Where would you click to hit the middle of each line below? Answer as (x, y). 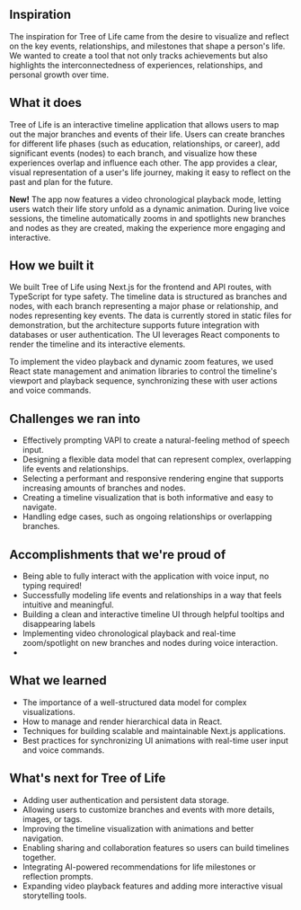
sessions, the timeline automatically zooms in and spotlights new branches (147, 218)
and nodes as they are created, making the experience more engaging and (147, 227)
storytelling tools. (54, 895)
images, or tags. (52, 819)
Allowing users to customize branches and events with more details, (148, 809)
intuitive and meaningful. (68, 605)
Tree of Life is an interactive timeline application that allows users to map (144, 124)
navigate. (40, 508)
